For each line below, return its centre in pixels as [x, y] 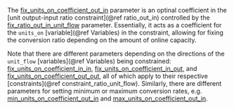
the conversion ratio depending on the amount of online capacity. [102, 40]
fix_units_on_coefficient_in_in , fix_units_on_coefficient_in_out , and [102, 69]
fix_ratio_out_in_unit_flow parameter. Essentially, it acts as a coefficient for [115, 25]
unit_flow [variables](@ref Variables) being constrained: [89, 61]
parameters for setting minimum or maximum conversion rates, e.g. [105, 91]
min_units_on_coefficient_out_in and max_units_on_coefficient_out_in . [108, 98]
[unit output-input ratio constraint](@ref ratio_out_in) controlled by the [109, 18]
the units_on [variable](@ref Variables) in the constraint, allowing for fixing [115, 32]
